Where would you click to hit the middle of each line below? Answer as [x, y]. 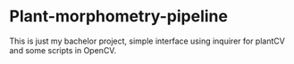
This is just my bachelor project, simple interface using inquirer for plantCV [147, 41]
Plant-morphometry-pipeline [118, 16]
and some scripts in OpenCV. [63, 50]
